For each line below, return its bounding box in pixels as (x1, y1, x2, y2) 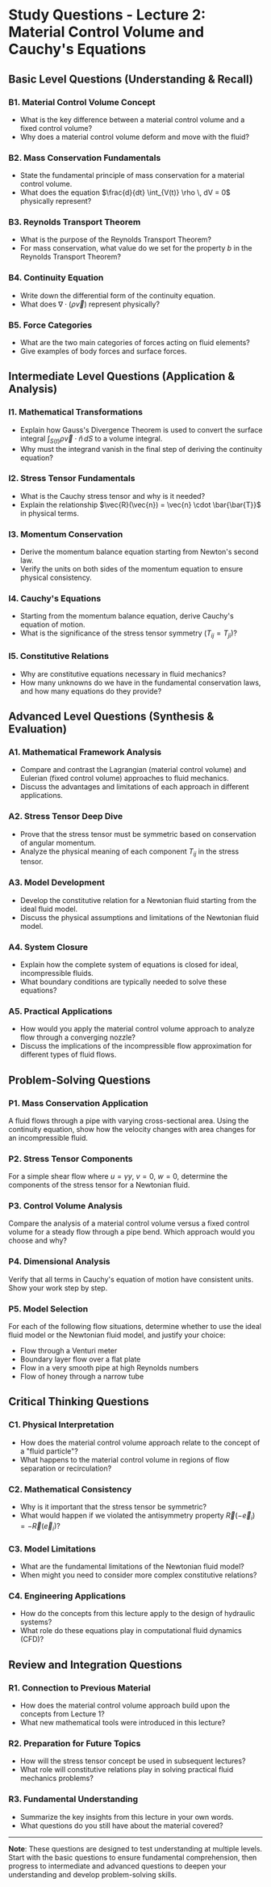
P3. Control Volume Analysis (8, 1201, 123, 1212)
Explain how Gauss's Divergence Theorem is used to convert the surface (19, 424, 263, 434)
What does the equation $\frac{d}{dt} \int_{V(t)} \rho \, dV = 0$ (19, 188, 231, 197)
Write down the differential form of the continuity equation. (19, 290, 216, 300)
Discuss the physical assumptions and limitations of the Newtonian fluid (19, 912, 260, 922)
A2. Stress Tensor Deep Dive (8, 811, 123, 822)
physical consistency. (19, 572, 93, 583)
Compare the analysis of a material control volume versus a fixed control (8, 1218, 250, 1228)
